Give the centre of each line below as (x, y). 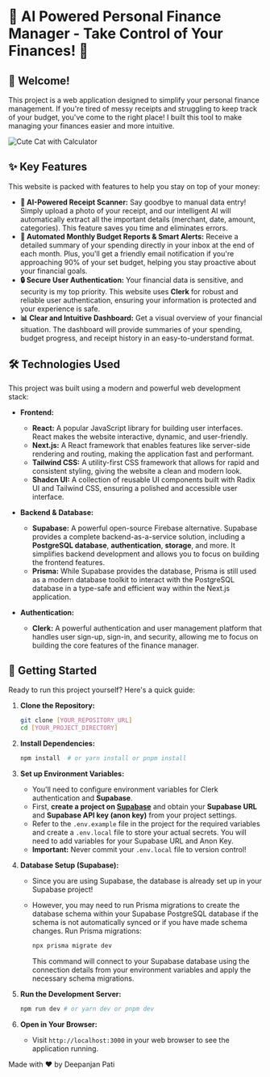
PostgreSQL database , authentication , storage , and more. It (133, 545)
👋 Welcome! (39, 80)
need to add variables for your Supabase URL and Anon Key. (133, 841)
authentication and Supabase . (82, 798)
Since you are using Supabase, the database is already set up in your (147, 881)
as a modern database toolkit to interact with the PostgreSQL (133, 579)
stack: (19, 396)
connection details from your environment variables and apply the (141, 969)
